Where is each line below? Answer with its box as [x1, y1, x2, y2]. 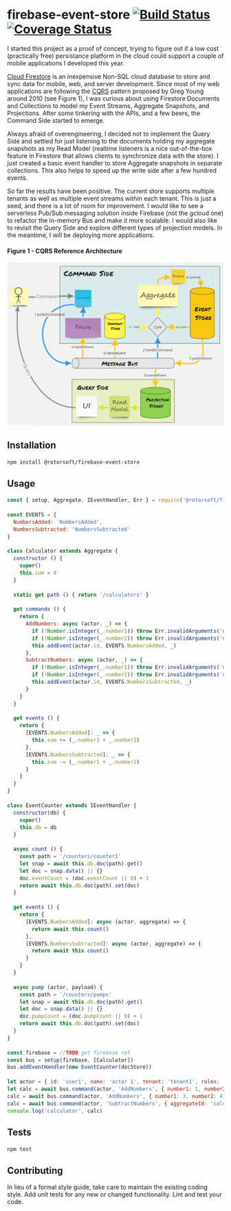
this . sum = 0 [19, 569, 57, 576]
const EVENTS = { [7, 511, 57, 518]
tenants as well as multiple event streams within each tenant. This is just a [7, 194, 217, 203]
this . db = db [19, 824, 57, 831]
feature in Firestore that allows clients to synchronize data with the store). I [7, 152, 219, 160]
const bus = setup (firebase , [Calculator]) [7, 1057, 134, 1064]
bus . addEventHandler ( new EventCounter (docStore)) [7, 1064, 153, 1071]
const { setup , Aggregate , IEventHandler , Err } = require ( [7, 497, 184, 504]
